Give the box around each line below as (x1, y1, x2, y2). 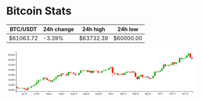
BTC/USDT (10, 26, 37, 33)
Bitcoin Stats (6, 4, 72, 18)
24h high (82, 26, 106, 33)
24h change (43, 26, 74, 33)
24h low (117, 26, 138, 33)
